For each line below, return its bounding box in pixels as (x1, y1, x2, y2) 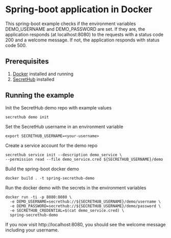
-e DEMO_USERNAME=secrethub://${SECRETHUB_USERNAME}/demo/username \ (10, 199, 161, 204)
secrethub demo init (5, 114, 50, 120)
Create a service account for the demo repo (5, 142, 98, 148)
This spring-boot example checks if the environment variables (5, 20, 136, 27)
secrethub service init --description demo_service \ (5, 152, 123, 157)
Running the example (5, 91, 75, 100)
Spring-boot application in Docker (5, 4, 153, 15)
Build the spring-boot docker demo (5, 165, 79, 172)
